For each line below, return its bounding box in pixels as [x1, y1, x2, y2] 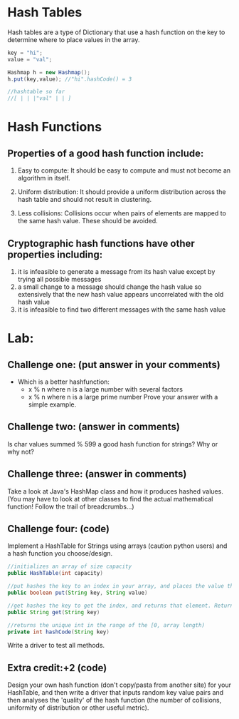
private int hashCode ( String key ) [7, 628, 110, 636]
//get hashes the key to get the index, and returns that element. [7, 602, 212, 609]
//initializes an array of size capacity [7, 563, 132, 571]
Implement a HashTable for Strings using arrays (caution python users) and [7, 541, 228, 550]
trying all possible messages [17, 275, 102, 283]
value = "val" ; [7, 56, 53, 63]
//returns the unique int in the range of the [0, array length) [7, 621, 205, 628]
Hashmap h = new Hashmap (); [7, 68, 91, 76]
